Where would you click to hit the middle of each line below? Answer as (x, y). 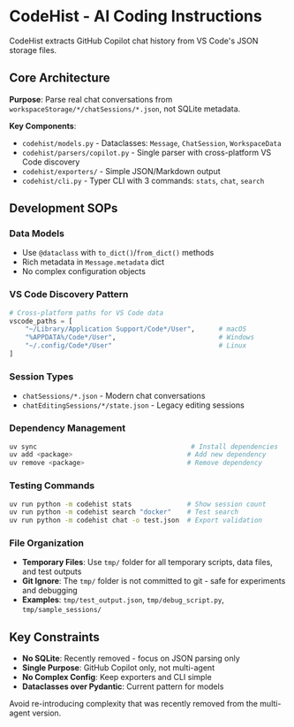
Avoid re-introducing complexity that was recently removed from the (134, 704)
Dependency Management (68, 428)
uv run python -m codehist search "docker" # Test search (124, 512)
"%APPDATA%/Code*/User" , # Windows (139, 338)
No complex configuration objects (83, 272)
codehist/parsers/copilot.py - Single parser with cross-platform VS (147, 152)
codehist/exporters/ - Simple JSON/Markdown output (121, 171)
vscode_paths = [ (41, 321)
